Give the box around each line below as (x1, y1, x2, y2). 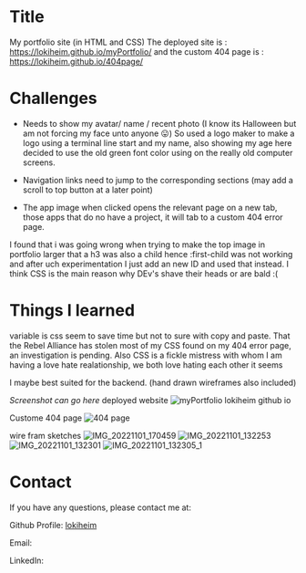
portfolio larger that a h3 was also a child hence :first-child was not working (9, 248, 293, 259)
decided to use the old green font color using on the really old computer (22, 147, 293, 158)
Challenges (9, 89, 97, 109)
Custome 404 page (9, 412, 83, 423)
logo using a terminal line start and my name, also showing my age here (22, 137, 292, 148)
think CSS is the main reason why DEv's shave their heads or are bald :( (9, 267, 279, 279)
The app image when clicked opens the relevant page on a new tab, (22, 202, 278, 213)
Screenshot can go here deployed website (9, 394, 168, 405)
